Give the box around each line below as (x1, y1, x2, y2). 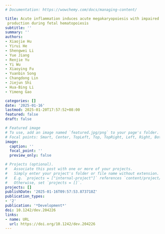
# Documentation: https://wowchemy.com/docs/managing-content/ (5, 7, 137, 12)
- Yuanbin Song (5, 71, 36, 76)
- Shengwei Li (5, 48, 34, 53)
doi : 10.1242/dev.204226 (5, 207, 56, 212)
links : (5, 212, 19, 217)
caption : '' (9, 144, 34, 149)
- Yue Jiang (5, 53, 29, 58)
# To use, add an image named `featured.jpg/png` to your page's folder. (5, 130, 160, 135)
